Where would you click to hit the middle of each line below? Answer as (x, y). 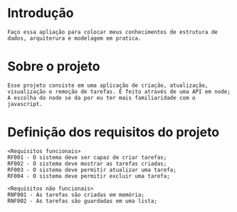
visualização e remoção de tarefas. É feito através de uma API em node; (119, 91)
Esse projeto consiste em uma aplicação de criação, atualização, (108, 85)
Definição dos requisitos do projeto (114, 132)
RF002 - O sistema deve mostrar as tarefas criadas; (87, 164)
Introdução (41, 13)
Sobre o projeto (54, 67)
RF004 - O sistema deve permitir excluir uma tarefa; (89, 176)
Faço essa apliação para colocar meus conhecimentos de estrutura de (113, 32)
